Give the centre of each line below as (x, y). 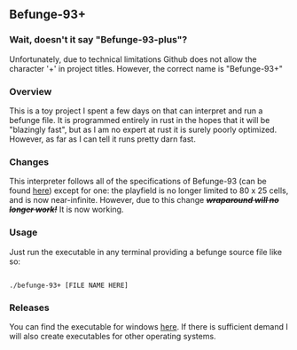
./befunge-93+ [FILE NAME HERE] (69, 285)
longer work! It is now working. (66, 210)
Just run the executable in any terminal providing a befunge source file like (145, 252)
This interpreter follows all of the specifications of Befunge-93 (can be (138, 182)
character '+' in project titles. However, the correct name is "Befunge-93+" (146, 68)
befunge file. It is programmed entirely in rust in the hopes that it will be (140, 120)
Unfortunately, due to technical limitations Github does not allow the (133, 59)
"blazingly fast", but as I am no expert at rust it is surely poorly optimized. (143, 129)
